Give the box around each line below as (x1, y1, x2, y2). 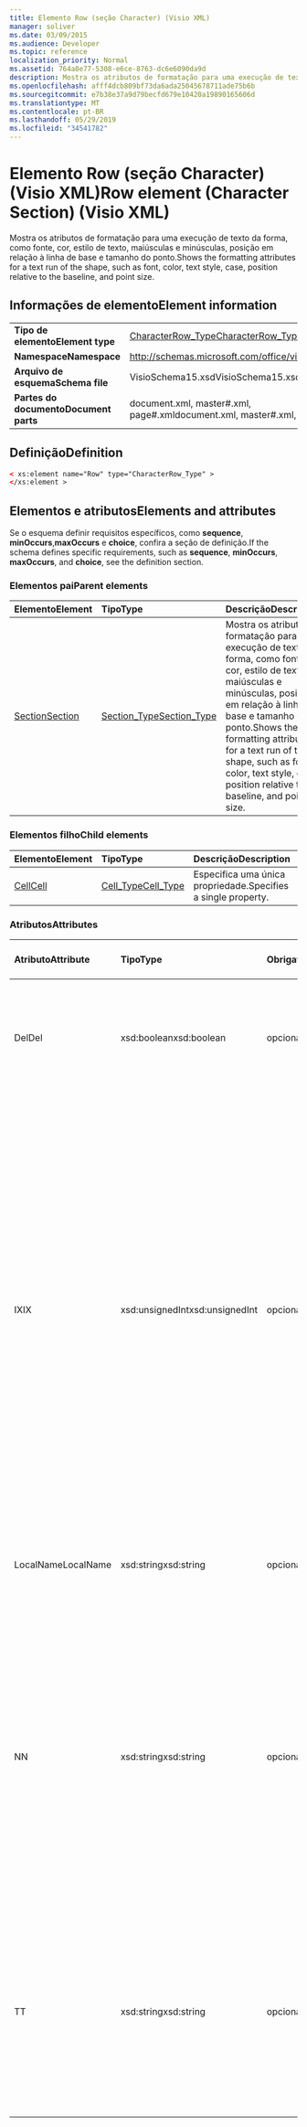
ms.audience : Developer (9, 38, 101, 48)
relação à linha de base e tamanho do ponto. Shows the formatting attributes (9, 251, 297, 262)
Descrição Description (193, 852, 291, 865)
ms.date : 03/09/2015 (9, 30, 89, 39)
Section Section (14, 710, 79, 722)
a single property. (193, 891, 270, 903)
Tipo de (14, 324, 48, 337)
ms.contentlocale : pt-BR (9, 107, 104, 116)
